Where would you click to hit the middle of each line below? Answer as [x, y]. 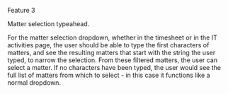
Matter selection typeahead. [49, 24]
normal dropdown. [34, 83]
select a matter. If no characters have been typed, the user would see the [114, 67]
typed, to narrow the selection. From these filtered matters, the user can [113, 60]
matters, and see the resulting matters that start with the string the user [112, 53]
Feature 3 [21, 10]
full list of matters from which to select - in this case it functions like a [109, 75]
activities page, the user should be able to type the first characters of [108, 45]
